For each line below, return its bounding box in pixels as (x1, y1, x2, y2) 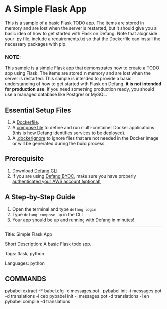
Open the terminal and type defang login (12, 206, 97, 212)
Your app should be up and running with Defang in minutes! (12, 217, 135, 223)
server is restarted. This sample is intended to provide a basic (5, 76, 132, 82)
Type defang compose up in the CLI (12, 211, 83, 217)
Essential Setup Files (5, 106, 71, 114)
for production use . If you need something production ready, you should (5, 86, 154, 92)
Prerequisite (5, 154, 44, 163)
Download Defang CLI (12, 168, 58, 174)
